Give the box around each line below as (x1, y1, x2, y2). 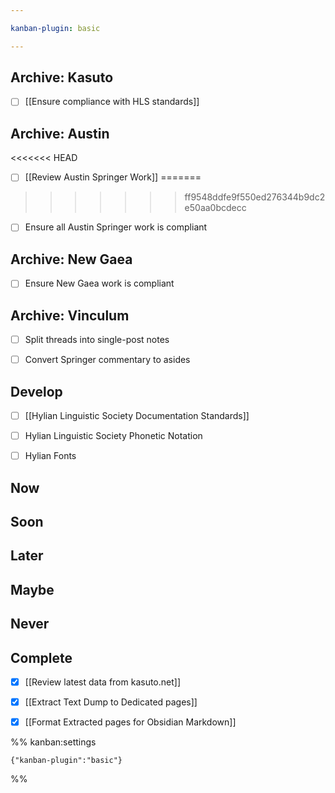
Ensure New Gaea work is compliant (24, 277, 175, 290)
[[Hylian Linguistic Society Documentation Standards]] (24, 410, 250, 422)
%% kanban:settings (10, 736, 97, 748)
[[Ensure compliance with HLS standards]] (24, 96, 200, 108)
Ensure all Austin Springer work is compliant (24, 221, 208, 233)
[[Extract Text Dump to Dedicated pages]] (24, 696, 198, 708)
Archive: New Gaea (10, 251, 133, 268)
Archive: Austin (10, 125, 110, 142)
